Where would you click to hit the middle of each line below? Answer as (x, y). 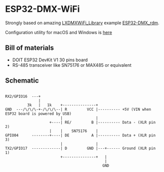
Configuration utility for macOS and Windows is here (59, 32)
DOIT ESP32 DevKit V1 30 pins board (50, 60)
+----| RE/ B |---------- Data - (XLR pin (102, 122)
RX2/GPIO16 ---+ (23, 96)
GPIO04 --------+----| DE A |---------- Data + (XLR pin (80, 135)
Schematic (22, 81)
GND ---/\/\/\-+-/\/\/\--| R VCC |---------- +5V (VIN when (78, 109)
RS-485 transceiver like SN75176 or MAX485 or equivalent (72, 65)
